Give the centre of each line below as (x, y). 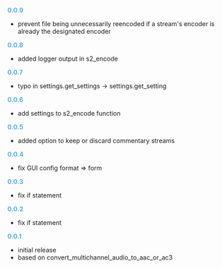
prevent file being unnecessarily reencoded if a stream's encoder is (116, 24)
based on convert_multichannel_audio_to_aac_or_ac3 (95, 257)
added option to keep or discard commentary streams (96, 141)
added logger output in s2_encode (68, 59)
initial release (37, 250)
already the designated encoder (64, 31)
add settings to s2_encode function (69, 113)
